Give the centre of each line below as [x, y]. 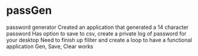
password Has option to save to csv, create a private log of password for [96, 33]
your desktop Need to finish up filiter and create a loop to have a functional [99, 40]
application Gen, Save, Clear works [50, 46]
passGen [29, 11]
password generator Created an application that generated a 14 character [97, 27]
